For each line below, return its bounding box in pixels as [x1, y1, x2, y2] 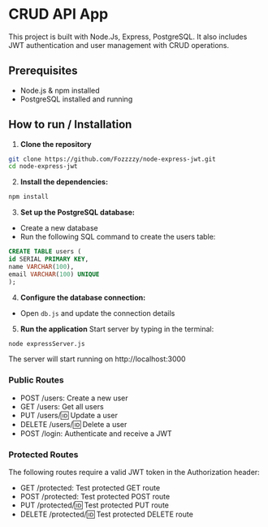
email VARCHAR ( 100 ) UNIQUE [8, 270, 100, 279]
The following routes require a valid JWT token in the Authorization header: [8, 468, 260, 477]
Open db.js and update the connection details [19, 308, 175, 317]
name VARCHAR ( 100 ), [8, 262, 75, 270]
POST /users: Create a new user [19, 393, 128, 403]
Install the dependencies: [19, 177, 108, 187]
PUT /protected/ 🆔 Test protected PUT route [19, 500, 169, 510]
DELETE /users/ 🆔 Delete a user [19, 419, 128, 429]
